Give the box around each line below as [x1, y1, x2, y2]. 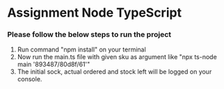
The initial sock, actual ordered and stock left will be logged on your [17, 67, 212, 76]
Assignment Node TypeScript [7, 5, 182, 21]
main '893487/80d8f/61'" [17, 60, 90, 69]
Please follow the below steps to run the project [7, 30, 172, 40]
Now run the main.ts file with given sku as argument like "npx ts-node [17, 53, 217, 61]
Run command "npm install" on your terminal [17, 45, 146, 54]
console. [17, 75, 42, 83]
